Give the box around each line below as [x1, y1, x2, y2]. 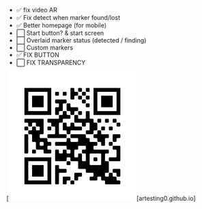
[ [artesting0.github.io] [6, 195, 196, 202]
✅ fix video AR [16, 6, 57, 14]
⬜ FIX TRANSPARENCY [16, 58, 86, 66]
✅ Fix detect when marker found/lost [16, 14, 121, 21]
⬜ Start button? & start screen [16, 29, 104, 37]
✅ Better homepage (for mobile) [16, 21, 107, 29]
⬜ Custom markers [16, 44, 73, 51]
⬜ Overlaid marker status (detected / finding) [16, 36, 147, 44]
